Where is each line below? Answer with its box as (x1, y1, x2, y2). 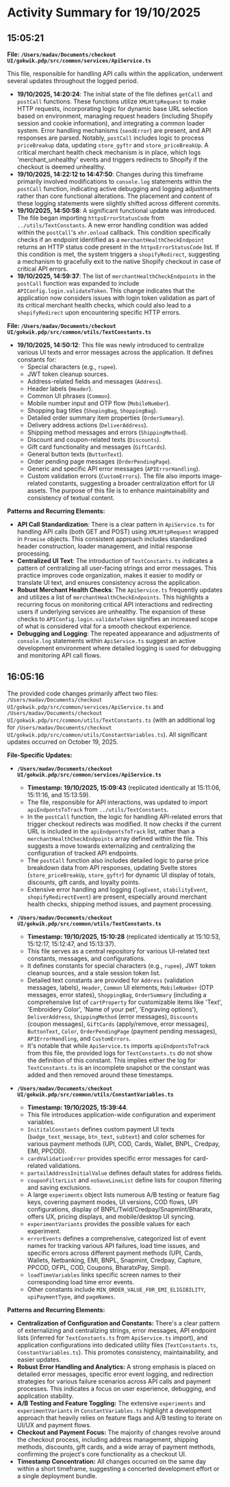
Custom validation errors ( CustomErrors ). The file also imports (27, 472, 201, 480)
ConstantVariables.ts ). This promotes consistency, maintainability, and (16, 1348, 218, 1356)
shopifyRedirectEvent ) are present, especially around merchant (27, 892, 207, 901)
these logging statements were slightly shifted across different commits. (16, 199, 221, 207)
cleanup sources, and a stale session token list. (27, 969, 161, 977)
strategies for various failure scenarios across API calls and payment (16, 1377, 211, 1385)
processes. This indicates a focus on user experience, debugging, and (16, 1384, 216, 1392)
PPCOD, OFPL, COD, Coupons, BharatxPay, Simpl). (27, 1263, 171, 1271)
